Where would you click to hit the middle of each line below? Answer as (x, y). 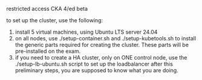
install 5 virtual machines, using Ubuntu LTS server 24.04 (86, 32)
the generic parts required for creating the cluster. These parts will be (102, 45)
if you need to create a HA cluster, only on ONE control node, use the (101, 57)
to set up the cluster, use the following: (55, 20)
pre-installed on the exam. (48, 51)
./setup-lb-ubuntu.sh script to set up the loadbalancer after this (94, 64)
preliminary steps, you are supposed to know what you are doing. (96, 70)
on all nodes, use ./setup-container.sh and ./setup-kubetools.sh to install (106, 38)
